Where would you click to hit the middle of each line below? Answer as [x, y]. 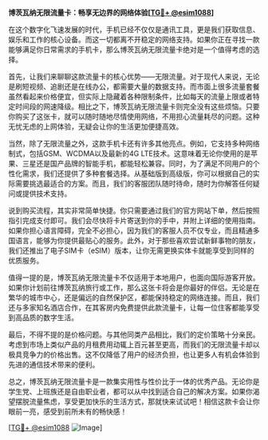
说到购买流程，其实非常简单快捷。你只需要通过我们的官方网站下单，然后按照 [134, 210]
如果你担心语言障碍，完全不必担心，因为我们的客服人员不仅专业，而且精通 [130, 230]
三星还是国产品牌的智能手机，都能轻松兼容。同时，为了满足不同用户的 [137, 164]
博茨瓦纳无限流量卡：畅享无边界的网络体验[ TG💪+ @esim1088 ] [111, 12]
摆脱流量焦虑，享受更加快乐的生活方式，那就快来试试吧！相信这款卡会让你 [137, 402]
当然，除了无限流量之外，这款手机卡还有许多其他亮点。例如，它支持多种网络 [134, 144]
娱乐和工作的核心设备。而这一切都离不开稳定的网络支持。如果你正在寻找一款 [134, 40]
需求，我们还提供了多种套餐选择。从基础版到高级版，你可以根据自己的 [137, 174]
